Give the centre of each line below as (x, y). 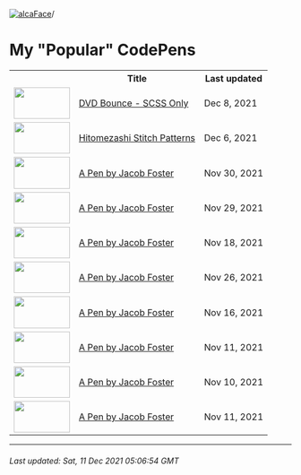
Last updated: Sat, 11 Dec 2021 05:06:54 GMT (94, 461)
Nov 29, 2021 (234, 208)
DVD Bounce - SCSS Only (134, 103)
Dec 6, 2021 (231, 138)
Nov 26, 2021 (234, 278)
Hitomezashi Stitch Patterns (137, 138)
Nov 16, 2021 (234, 312)
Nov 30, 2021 (234, 173)
